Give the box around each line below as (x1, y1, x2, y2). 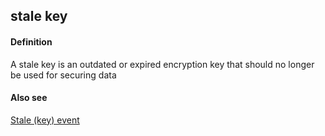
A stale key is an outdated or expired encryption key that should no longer (10, 58, 315, 70)
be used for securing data (10, 69, 117, 81)
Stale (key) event (10, 114, 80, 126)
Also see (10, 92, 48, 104)
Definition (10, 35, 53, 48)
